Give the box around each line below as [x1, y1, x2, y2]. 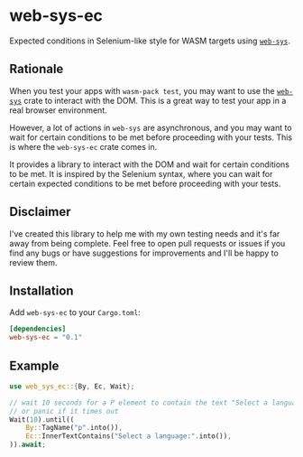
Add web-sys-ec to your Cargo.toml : [9, 307, 142, 318]
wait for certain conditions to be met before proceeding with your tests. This [9, 132, 293, 143]
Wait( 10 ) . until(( [9, 415, 75, 424]
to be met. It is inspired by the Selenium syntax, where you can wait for [9, 168, 273, 179]
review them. [9, 256, 58, 267]
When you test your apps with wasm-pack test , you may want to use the [9, 85, 275, 96]
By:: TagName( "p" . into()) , [25, 424, 124, 433]
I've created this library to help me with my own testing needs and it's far [9, 228, 280, 239]
